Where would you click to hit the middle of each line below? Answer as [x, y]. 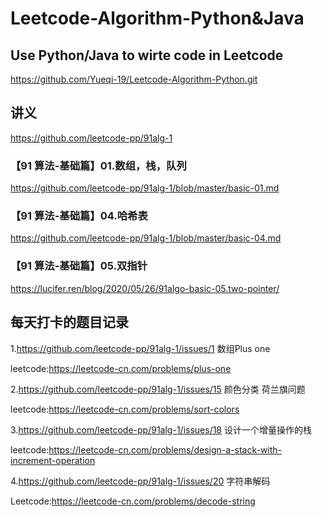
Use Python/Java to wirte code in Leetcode [147, 55]
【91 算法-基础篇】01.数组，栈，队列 [98, 165]
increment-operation [53, 460]
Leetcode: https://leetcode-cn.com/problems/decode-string [133, 501]
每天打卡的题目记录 [69, 322]
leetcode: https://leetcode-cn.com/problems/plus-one [121, 368]
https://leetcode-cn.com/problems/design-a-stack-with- [165, 449]
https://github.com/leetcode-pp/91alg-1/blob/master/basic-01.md [145, 188]
